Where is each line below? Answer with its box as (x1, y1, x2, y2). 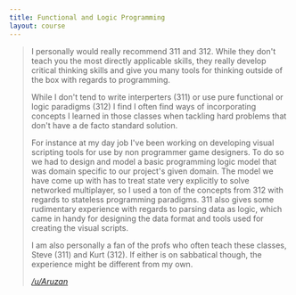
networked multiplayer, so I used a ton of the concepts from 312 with (30, 184, 284, 195)
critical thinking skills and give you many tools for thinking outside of (30, 64, 284, 76)
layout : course (9, 21, 66, 30)
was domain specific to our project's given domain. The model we (30, 166, 274, 176)
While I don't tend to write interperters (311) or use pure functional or (30, 91, 284, 102)
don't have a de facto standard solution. (30, 119, 178, 130)
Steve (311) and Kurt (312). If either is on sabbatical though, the (30, 249, 262, 259)
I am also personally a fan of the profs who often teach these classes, (30, 240, 287, 250)
